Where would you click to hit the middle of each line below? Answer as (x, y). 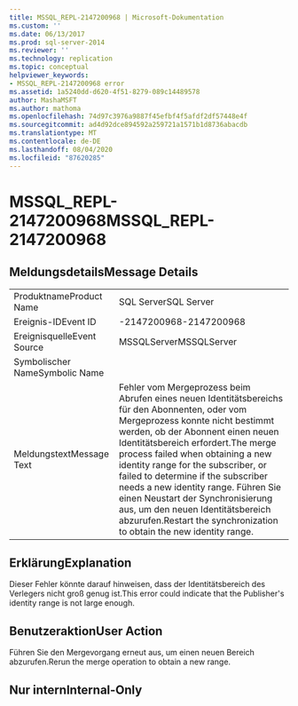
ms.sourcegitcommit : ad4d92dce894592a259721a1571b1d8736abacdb (129, 125)
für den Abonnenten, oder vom (183, 409)
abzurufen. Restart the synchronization (198, 520)
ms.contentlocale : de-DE (55, 141)
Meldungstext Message (61, 454)
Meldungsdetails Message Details (104, 272)
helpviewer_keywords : (49, 75)
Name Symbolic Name (59, 372)
